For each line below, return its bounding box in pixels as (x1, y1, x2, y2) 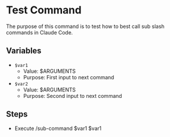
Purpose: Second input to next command (23, 92, 123, 99)
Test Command (6, 3, 82, 17)
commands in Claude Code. (6, 29, 73, 36)
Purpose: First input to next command (23, 73, 115, 80)
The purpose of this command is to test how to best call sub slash (6, 23, 165, 30)
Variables (6, 46, 42, 56)
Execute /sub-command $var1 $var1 (14, 125, 102, 132)
